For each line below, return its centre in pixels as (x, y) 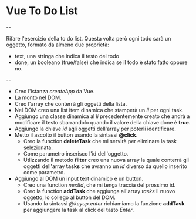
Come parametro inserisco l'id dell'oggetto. (76, 153)
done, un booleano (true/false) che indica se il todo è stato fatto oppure (101, 62)
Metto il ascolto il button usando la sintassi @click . (76, 135)
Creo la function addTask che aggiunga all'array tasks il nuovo (99, 191)
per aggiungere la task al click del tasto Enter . (78, 210)
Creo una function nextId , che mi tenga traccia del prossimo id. (99, 185)
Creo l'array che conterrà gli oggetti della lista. (71, 103)
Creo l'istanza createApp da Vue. (55, 91)
